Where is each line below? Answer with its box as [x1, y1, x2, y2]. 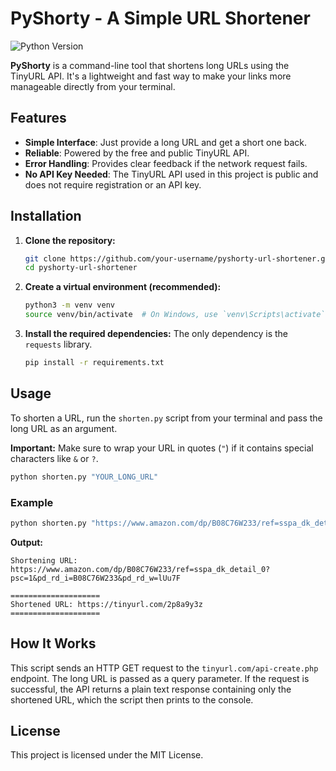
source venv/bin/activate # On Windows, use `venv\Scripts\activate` [24, 310, 326, 320]
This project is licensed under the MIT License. [10, 749, 204, 761]
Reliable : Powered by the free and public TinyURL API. [24, 147, 250, 159]
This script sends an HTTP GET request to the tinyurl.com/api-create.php [10, 662, 319, 674]
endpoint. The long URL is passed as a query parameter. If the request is [10, 672, 310, 684]
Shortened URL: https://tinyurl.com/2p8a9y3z [10, 599, 203, 609]
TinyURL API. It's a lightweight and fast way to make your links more [10, 70, 292, 82]
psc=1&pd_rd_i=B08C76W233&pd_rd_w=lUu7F [10, 573, 182, 583]
